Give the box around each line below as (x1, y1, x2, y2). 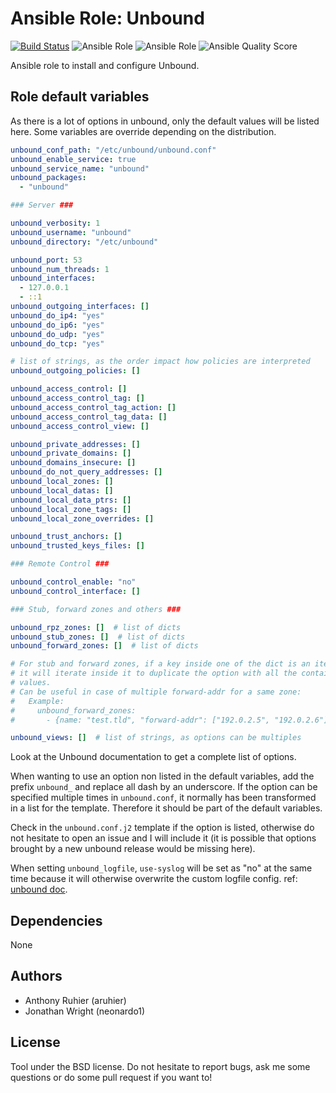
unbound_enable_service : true (10, 154, 137, 164)
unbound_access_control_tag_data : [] (10, 412, 168, 422)
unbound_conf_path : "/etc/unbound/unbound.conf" (10, 145, 217, 155)
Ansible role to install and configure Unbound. (10, 59, 200, 71)
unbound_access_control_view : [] (10, 421, 150, 431)
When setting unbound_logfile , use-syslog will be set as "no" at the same (10, 862, 313, 874)
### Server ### (10, 200, 74, 211)
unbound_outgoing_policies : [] (10, 366, 141, 376)
